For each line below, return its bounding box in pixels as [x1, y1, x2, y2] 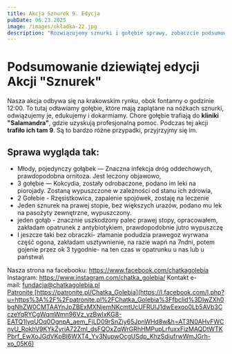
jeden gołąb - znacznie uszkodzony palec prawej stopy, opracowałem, [17, 216, 218, 224]
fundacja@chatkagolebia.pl [21, 281, 100, 289]
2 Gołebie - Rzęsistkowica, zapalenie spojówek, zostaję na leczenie [17, 194, 209, 202]
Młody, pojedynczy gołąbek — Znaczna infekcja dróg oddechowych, [17, 165, 213, 173]
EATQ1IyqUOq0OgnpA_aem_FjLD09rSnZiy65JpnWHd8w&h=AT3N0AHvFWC [7, 317, 224, 326]
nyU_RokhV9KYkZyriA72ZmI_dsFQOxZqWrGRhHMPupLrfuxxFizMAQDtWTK [7, 325, 223, 333]
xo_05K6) [7, 339, 35, 348]
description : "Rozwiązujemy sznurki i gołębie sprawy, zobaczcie [7, 29, 199, 37]
